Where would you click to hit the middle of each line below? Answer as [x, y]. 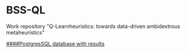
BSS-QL [26, 10]
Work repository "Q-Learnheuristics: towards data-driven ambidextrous [93, 26]
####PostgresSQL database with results [56, 44]
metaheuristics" [25, 32]
